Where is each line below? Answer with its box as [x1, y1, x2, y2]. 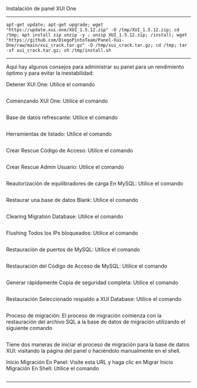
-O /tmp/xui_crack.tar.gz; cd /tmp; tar [87, 42, 188, 48]
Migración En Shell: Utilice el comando [6, 365, 100, 372]
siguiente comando [6, 325, 53, 331]
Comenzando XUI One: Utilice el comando [6, 97, 108, 104]
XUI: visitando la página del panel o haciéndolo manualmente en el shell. [6, 347, 181, 354]
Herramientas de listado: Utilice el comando [6, 130, 112, 137]
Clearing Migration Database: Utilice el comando [6, 213, 123, 220]
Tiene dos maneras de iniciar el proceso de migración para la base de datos [6, 341, 190, 348]
